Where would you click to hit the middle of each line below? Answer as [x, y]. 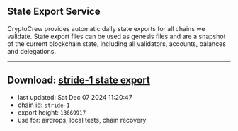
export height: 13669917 [52, 112]
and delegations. [32, 51]
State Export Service [54, 12]
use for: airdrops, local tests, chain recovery [82, 120]
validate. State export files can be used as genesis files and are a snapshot [117, 36]
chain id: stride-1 [44, 105]
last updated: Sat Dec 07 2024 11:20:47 [75, 97]
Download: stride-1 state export [79, 80]
